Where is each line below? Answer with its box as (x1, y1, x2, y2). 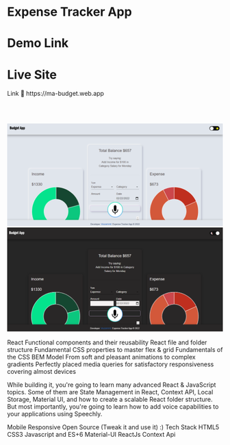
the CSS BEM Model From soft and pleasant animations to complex (7, 353, 196, 361)
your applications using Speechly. (7, 410, 103, 418)
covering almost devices (7, 368, 77, 376)
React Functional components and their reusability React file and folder (7, 338, 207, 346)
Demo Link (7, 36, 69, 51)
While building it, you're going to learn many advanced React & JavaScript (7, 381, 216, 389)
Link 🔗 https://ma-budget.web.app (7, 90, 105, 98)
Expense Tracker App (7, 4, 132, 20)
